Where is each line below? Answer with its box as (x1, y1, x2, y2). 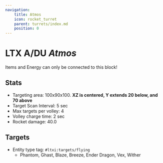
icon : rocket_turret (14, 17, 57, 22)
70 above (12, 97, 32, 103)
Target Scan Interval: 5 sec (12, 102, 68, 108)
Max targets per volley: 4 (12, 108, 64, 114)
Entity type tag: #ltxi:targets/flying (12, 146, 90, 152)
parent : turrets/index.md (14, 21, 68, 27)
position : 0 (14, 26, 39, 31)
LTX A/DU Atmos (5, 48, 76, 59)
